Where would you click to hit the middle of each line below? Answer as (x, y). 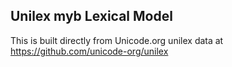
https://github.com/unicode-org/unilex (89, 51)
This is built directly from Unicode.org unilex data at (117, 40)
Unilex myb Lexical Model (91, 16)
